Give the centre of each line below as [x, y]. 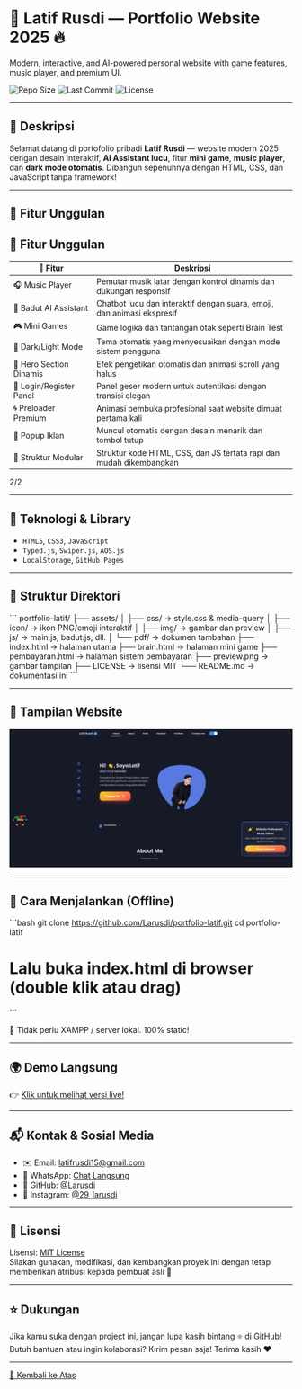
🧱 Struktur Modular [48, 458]
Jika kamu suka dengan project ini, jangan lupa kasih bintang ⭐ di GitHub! [146, 1336]
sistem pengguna [129, 352]
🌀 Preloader [34, 408]
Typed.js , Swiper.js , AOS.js [73, 550]
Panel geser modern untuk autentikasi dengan [182, 386]
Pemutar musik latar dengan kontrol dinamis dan [186, 281]
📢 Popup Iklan [39, 435]
